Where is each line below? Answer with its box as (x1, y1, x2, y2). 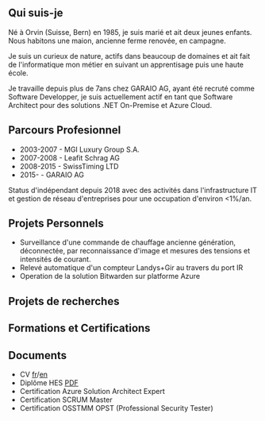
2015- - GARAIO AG (19, 170, 85, 180)
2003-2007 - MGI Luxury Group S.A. (19, 145, 140, 154)
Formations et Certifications (8, 322, 151, 335)
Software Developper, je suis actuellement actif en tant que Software (8, 91, 233, 102)
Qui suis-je (8, 6, 63, 20)
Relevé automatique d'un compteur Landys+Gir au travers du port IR (19, 263, 244, 272)
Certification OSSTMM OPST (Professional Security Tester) (19, 404, 213, 413)
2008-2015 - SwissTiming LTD (19, 161, 119, 171)
